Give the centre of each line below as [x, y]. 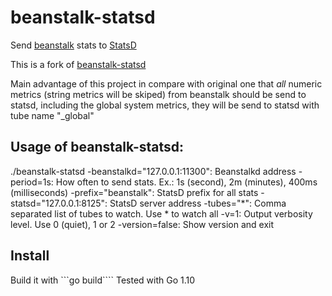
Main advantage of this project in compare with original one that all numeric [166, 83]
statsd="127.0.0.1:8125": [59, 203]
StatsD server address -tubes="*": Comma [198, 203]
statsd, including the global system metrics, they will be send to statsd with [165, 105]
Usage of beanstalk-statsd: [97, 147]
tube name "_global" [52, 115]
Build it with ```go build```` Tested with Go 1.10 [103, 280]
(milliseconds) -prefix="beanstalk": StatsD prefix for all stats [134, 192]
